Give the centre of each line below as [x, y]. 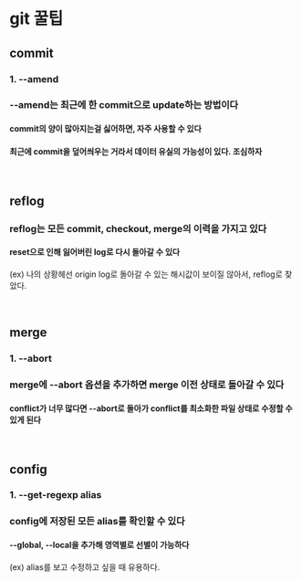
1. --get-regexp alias [56, 495]
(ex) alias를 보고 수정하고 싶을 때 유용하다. [85, 566]
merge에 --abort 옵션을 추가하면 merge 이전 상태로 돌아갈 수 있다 [147, 385]
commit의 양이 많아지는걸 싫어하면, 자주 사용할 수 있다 [106, 129]
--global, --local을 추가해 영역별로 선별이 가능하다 [99, 545]
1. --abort [31, 359]
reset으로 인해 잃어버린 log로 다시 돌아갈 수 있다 [95, 252]
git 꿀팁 [36, 19]
